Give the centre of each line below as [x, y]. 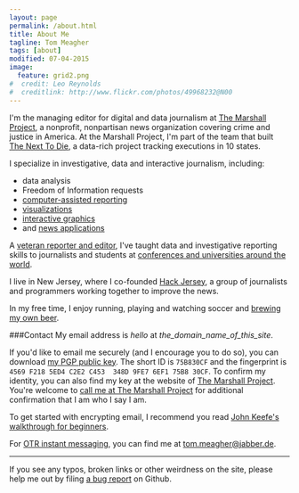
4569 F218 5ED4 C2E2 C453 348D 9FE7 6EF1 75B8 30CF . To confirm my [138, 371]
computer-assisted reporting [75, 199]
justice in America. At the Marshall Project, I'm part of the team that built [141, 136]
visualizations [47, 209]
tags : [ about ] [36, 51]
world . [21, 264]
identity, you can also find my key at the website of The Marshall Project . [142, 381]
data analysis [46, 180]
